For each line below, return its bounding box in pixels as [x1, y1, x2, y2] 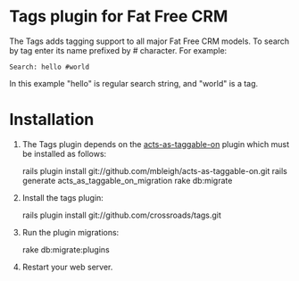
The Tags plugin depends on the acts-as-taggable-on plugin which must [21, 138, 290, 149]
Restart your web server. [21, 261, 113, 272]
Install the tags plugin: [21, 192, 104, 202]
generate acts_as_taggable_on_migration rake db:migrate [21, 175, 233, 186]
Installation [9, 110, 95, 130]
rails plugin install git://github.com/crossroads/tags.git [21, 210, 221, 220]
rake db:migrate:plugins [21, 244, 110, 255]
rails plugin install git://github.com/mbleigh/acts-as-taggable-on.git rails [21, 165, 287, 176]
